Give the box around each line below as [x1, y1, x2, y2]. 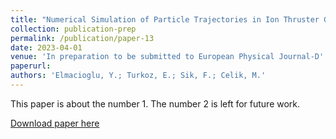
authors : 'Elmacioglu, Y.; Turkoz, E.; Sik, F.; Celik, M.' [10, 71, 267, 81]
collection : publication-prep [10, 24, 137, 34]
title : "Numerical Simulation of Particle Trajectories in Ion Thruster [10, 14, 320, 25]
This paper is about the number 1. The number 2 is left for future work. [10, 97, 301, 110]
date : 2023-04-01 [10, 42, 83, 53]
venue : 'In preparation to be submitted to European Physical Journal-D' [10, 52, 325, 62]
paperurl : [10, 61, 52, 71]
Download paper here [10, 117, 100, 129]
